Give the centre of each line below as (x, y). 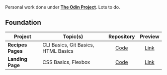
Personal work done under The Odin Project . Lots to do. (63, 7)
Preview (150, 37)
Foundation (23, 22)
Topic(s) (73, 37)
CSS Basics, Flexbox (66, 62)
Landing (17, 59)
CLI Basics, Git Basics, (68, 45)
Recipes (17, 45)
